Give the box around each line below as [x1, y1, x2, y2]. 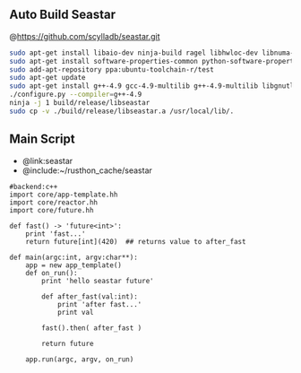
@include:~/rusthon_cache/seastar [21, 165, 152, 176]
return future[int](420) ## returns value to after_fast [25, 237, 246, 246]
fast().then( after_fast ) [41, 323, 142, 333]
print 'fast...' [25, 229, 87, 239]
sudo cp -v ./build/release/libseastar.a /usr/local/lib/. [9, 107, 235, 116]
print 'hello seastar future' [41, 276, 154, 285]
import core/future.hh [9, 205, 94, 214]
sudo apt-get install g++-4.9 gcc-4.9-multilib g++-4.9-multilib [9, 82, 258, 91]
